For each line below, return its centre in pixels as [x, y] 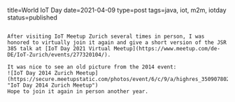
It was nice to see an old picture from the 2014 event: [92, 67]
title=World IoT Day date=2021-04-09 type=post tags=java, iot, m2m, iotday [117, 10]
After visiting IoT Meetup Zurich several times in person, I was [106, 36]
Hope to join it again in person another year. [78, 92]
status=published [33, 17]
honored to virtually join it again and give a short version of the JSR [117, 43]
